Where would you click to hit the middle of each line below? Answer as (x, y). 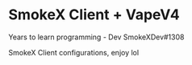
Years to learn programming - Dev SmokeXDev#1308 (96, 37)
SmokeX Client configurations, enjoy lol (74, 52)
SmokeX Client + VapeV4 (94, 15)
